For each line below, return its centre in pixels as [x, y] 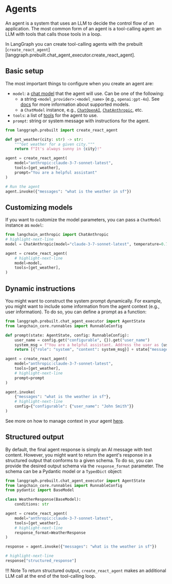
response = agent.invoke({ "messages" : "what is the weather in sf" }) [81, 547]
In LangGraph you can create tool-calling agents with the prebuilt [74, 44]
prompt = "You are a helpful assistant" [56, 173]
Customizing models [39, 207]
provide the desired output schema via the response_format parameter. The [84, 466]
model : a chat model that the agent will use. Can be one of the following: [88, 93]
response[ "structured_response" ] [41, 561]
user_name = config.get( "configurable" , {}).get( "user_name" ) [82, 340]
